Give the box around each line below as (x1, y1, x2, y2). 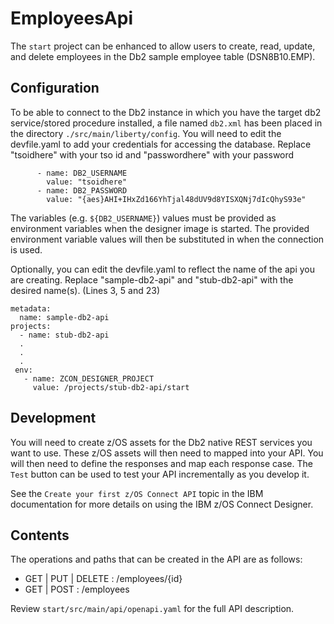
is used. (10, 243, 43, 256)
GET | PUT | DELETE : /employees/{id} (24, 573, 183, 585)
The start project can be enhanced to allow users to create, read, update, (10, 40, 316, 52)
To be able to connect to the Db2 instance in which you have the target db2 (10, 106, 322, 118)
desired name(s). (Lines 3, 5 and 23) (10, 284, 161, 296)
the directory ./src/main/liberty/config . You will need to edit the (10, 127, 282, 139)
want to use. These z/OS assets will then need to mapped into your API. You (10, 447, 324, 459)
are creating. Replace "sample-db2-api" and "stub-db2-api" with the (10, 273, 294, 286)
